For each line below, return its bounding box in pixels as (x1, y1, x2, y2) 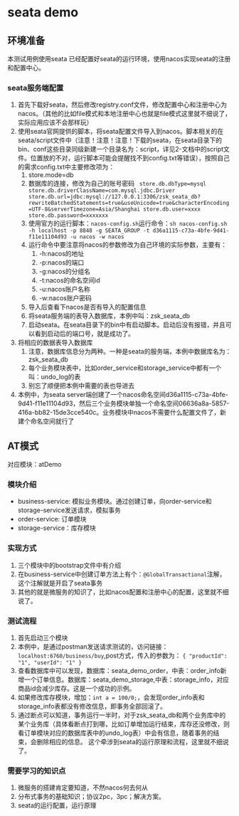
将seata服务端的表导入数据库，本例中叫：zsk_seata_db (28, 312, 191, 320)
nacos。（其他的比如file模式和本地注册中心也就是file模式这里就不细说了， (17, 110, 231, 118)
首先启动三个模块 (17, 634, 68, 642)
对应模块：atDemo (7, 460, 62, 469)
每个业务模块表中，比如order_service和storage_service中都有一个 (28, 364, 222, 372)
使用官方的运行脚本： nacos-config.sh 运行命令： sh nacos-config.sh (28, 219, 228, 228)
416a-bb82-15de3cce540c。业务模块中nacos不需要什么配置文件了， (17, 408, 221, 417)
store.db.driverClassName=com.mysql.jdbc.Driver (28, 187, 176, 194)
